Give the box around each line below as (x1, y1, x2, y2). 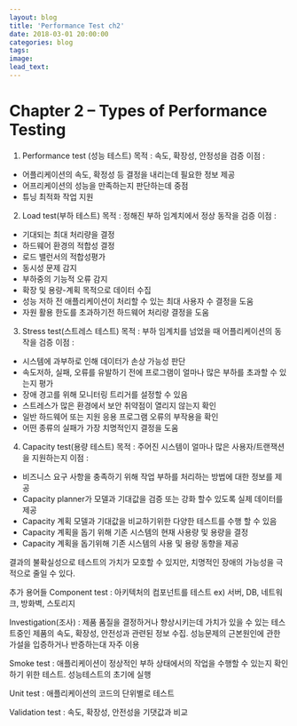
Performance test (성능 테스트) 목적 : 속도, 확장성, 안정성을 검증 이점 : (21, 150, 266, 161)
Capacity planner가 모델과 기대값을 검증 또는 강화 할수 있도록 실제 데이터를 (21, 493, 284, 504)
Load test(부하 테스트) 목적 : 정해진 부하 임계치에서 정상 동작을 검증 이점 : (21, 210, 277, 220)
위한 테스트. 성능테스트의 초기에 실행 (25, 668, 152, 680)
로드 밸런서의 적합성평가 (21, 251, 106, 262)
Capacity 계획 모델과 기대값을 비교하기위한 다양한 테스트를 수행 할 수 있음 (21, 515, 277, 526)
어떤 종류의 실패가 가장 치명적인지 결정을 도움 (21, 422, 179, 433)
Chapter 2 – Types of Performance (9, 101, 268, 121)
